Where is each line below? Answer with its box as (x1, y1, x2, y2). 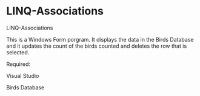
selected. (6, 48, 30, 56)
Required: (6, 60, 31, 68)
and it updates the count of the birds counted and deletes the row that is (6, 42, 187, 50)
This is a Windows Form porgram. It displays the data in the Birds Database (6, 36, 194, 43)
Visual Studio (6, 72, 39, 79)
